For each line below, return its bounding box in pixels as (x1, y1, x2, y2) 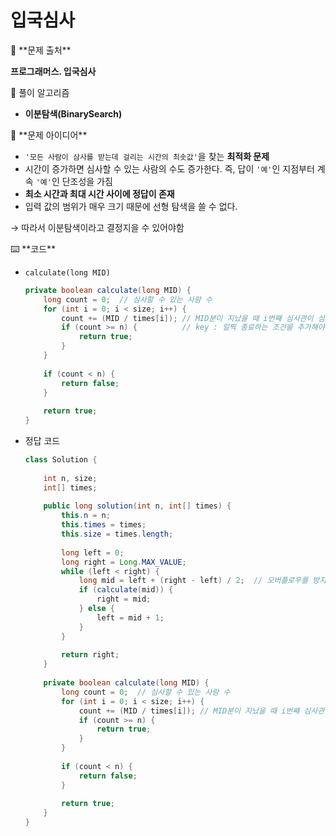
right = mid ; (96, 594, 152, 605)
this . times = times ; (61, 520, 147, 530)
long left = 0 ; (61, 547, 125, 558)
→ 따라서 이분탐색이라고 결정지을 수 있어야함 (10, 221, 185, 233)
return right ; (61, 650, 120, 660)
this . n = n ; (61, 511, 111, 521)
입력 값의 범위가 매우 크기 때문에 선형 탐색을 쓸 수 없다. (24, 200, 238, 212)
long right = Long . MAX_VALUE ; (61, 557, 187, 567)
